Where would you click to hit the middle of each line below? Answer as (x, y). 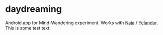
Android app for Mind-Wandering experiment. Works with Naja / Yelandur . (82, 23)
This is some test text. (28, 28)
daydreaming (33, 9)
